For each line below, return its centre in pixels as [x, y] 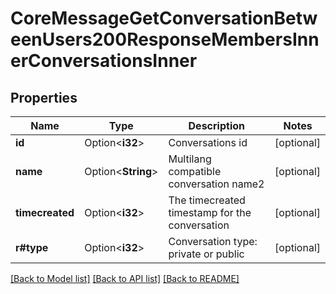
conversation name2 [216, 184]
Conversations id [208, 142]
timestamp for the [210, 212]
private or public [206, 254]
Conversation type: [213, 241]
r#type [32, 247]
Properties [44, 97]
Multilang [190, 159]
